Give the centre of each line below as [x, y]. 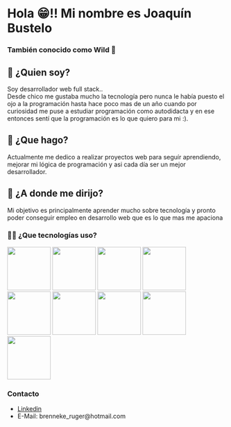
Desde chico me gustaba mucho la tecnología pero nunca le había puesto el [116, 96]
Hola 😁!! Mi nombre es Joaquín [100, 14]
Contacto [23, 394]
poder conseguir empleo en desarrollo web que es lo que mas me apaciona [115, 218]
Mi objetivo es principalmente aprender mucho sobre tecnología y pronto [112, 210]
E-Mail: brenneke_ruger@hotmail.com [71, 416]
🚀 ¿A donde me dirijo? [55, 194]
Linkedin [29, 409]
